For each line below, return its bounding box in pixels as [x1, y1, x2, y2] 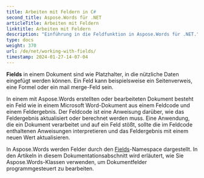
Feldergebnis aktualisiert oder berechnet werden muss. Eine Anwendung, [6, 114, 190, 122]
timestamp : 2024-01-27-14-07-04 [6, 54, 88, 60]
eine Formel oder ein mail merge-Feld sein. [6, 83, 114, 91]
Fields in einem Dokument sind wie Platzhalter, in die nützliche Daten [6, 70, 179, 77]
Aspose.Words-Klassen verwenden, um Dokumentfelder [6, 158, 148, 165]
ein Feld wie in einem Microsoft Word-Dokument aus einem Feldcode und [6, 101, 190, 109]
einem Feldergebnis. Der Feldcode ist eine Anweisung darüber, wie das [6, 108, 185, 115]
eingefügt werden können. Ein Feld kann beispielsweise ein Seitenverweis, [6, 77, 192, 84]
